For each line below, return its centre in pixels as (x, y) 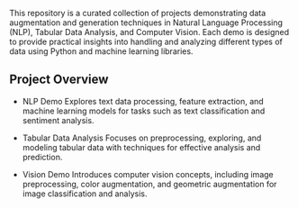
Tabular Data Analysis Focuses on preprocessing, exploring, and (142, 138)
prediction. (42, 157)
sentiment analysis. (58, 120)
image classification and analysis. (85, 194)
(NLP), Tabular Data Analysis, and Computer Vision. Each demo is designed (149, 32)
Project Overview (59, 80)
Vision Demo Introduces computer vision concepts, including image (148, 174)
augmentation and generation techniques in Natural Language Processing (146, 23)
